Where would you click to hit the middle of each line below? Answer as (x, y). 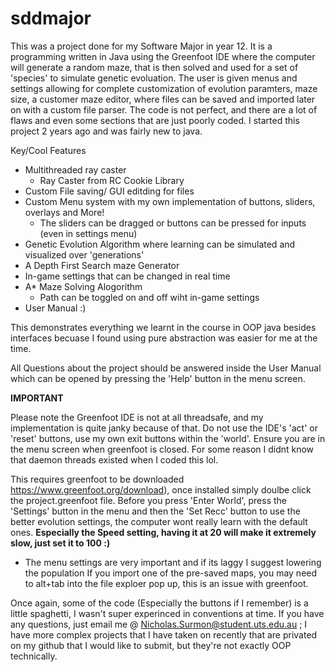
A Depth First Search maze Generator (102, 265)
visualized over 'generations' (84, 254)
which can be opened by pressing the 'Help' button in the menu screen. (158, 378)
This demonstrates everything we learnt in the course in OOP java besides (163, 327)
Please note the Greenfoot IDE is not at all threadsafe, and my (137, 417)
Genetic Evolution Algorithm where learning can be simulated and (160, 244)
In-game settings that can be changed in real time (127, 276)
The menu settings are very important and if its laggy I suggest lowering (173, 562)
